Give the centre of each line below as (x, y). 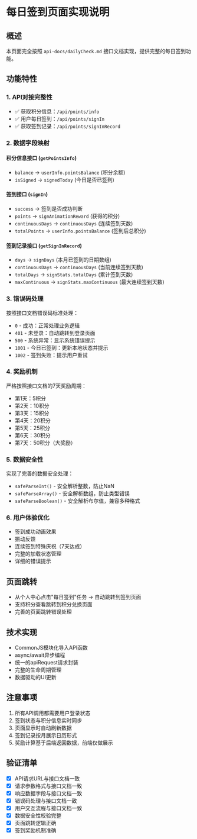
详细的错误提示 (33, 561)
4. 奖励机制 (22, 372)
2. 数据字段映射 (28, 143)
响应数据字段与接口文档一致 (48, 793)
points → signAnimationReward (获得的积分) (67, 216)
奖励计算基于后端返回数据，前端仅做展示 (64, 743)
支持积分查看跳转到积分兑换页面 (53, 605)
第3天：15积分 (32, 413)
